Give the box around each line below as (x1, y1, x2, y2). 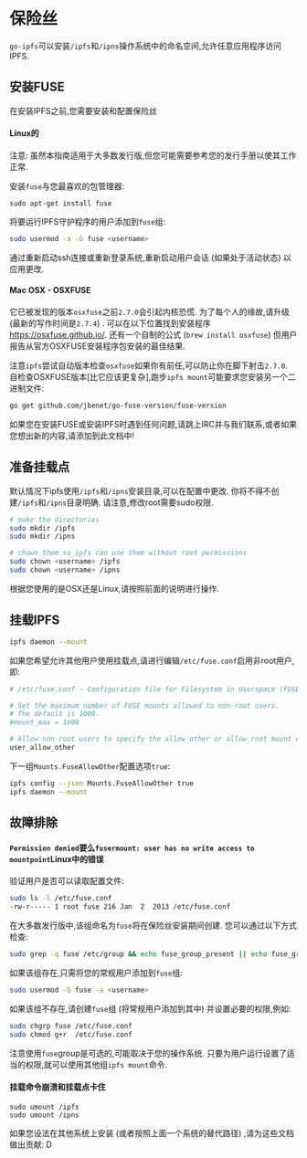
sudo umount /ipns (9, 1111, 79, 1120)
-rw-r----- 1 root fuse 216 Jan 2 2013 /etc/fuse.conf (9, 902, 231, 911)
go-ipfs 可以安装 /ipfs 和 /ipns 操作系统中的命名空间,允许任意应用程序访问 (9, 40, 281, 51)
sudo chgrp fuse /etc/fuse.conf (9, 1021, 132, 1030)
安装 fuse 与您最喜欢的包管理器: (9, 180, 125, 192)
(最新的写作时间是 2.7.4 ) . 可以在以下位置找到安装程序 (9, 318, 211, 329)
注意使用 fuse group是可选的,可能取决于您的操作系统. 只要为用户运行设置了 (9, 1047, 288, 1058)
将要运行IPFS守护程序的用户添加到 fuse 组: (9, 216, 166, 226)
